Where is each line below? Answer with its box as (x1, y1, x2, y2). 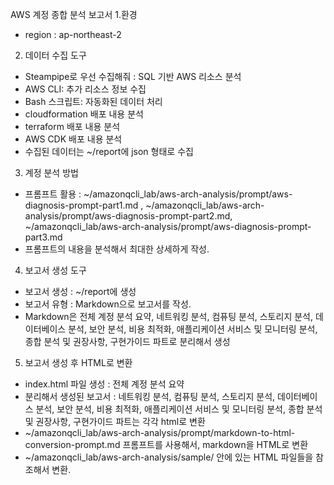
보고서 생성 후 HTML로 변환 (24, 357, 133, 368)
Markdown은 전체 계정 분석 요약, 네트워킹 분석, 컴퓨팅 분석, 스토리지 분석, (24, 311, 313, 322)
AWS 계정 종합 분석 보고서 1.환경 (10, 9, 138, 20)
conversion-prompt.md (24, 439, 121, 450)
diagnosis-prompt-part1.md (24, 199, 139, 211)
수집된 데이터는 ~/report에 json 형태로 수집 (24, 146, 194, 157)
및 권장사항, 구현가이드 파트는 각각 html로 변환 (24, 416, 206, 427)
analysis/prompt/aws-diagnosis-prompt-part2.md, (24, 210, 233, 222)
